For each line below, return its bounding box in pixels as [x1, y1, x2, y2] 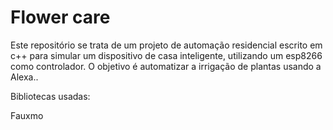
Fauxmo [10, 109, 44, 121]
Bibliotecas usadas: [10, 90, 91, 102]
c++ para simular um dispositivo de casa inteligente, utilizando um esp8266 [10, 49, 323, 61]
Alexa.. [10, 71, 39, 83]
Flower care [10, 6, 111, 29]
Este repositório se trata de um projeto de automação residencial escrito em [10, 39, 323, 51]
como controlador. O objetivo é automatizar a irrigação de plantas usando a [10, 60, 322, 72]
